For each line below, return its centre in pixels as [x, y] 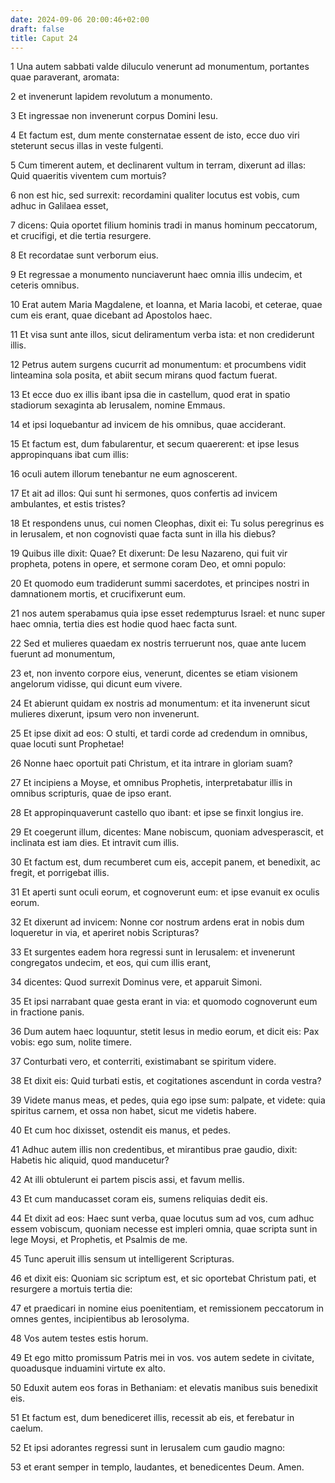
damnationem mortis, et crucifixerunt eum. [98, 594]
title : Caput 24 [44, 38]
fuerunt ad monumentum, [63, 654]
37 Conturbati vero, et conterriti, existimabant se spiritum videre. [143, 1062]
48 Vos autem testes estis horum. [79, 1338]
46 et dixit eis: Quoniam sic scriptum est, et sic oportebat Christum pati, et [163, 1278]
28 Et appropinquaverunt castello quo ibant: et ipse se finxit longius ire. [157, 813]
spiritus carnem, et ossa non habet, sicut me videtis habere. [133, 1111]
